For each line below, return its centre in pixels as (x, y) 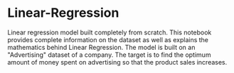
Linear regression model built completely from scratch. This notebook (110, 32)
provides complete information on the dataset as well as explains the (108, 39)
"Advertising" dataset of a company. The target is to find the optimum (109, 55)
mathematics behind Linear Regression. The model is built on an (101, 47)
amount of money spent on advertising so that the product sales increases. (117, 62)
